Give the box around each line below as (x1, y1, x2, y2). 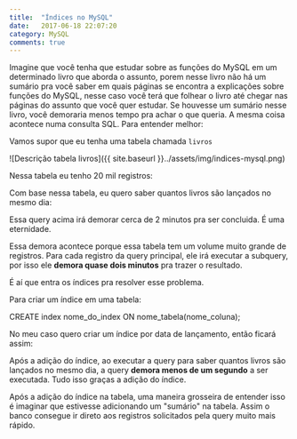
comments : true (9, 37, 66, 47)
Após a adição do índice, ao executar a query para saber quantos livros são (9, 355, 286, 366)
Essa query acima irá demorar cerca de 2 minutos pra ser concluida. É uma (9, 214, 285, 225)
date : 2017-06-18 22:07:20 (9, 21, 117, 30)
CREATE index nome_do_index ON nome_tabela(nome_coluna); (9, 312, 241, 323)
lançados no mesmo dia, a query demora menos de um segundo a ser (9, 365, 269, 376)
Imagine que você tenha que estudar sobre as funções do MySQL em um (9, 62, 277, 73)
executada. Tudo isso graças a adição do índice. (9, 374, 187, 385)
